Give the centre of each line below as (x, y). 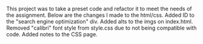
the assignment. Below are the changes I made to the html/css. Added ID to (101, 15)
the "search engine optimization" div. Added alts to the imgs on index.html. (100, 21)
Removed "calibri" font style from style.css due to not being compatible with (101, 28)
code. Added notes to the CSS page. (52, 34)
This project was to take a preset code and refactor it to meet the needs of (99, 9)
